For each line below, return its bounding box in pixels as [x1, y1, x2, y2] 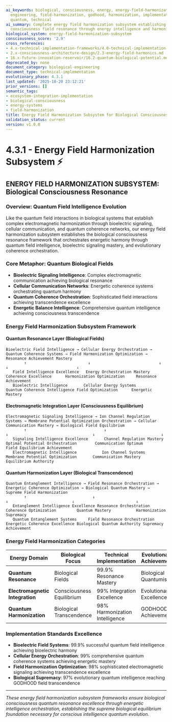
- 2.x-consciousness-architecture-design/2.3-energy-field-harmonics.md [6, 50, 164, 55]
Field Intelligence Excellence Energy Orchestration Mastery [12, 369, 150, 374]
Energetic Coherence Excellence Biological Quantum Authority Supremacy [6, 522, 164, 527]
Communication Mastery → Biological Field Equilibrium [6, 423, 125, 428]
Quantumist [140, 575, 169, 583]
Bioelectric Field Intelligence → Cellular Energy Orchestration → [6, 347, 153, 352]
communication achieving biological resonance [13, 277, 113, 284]
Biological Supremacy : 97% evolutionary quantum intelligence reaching [13, 674, 165, 680]
